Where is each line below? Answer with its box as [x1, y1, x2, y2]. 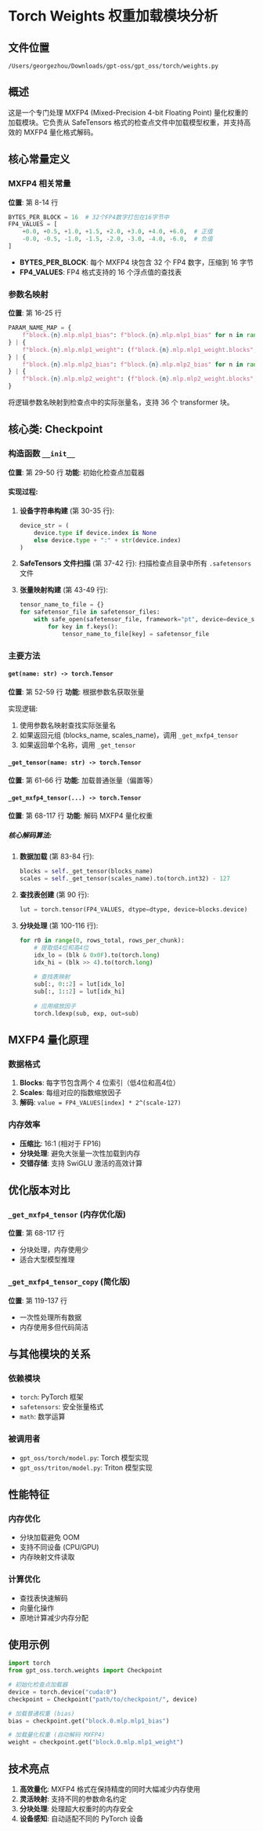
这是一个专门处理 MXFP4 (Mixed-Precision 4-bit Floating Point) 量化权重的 [8, 108, 249, 117]
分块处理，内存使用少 [19, 1245, 88, 1254]
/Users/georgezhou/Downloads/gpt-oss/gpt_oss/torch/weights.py [8, 62, 219, 70]
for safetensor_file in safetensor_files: [19, 608, 160, 617]
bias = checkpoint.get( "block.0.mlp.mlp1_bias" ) [8, 1717, 170, 1725]
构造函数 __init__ [8, 449, 76, 460]
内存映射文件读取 [19, 1552, 75, 1562]
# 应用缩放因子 [34, 1002, 77, 1010]
